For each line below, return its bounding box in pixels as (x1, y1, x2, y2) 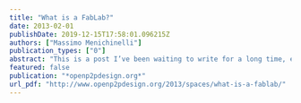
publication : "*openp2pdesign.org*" (9, 72, 146, 81)
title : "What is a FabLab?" (9, 13, 115, 22)
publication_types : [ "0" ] (9, 47, 106, 56)
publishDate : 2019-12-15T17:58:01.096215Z (9, 30, 170, 39)
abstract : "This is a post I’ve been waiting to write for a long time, (9, 55, 287, 64)
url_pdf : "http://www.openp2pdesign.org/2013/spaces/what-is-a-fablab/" (9, 80, 287, 89)
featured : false (9, 64, 70, 73)
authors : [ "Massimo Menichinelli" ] (9, 38, 142, 47)
